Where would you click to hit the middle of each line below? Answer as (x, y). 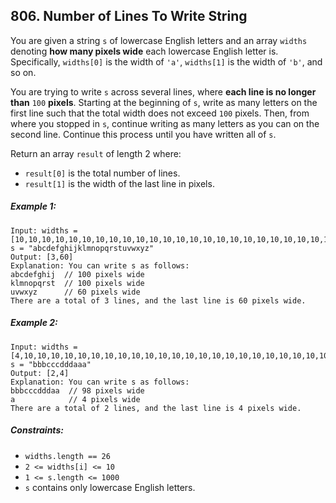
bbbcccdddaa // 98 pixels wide (77, 390)
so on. (23, 72)
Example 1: (33, 206)
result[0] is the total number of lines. (102, 173)
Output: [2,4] (40, 373)
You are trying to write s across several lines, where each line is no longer (163, 91)
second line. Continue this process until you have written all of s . (143, 134)
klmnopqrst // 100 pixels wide (77, 283)
